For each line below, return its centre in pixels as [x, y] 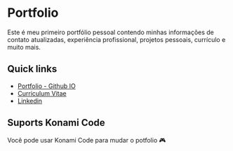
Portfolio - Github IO [46, 86]
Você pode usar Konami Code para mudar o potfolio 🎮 [87, 140]
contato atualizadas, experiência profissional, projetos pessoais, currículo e [116, 39]
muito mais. [24, 47]
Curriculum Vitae [42, 93]
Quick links [32, 69]
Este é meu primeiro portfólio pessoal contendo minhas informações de [111, 32]
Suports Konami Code [56, 123]
